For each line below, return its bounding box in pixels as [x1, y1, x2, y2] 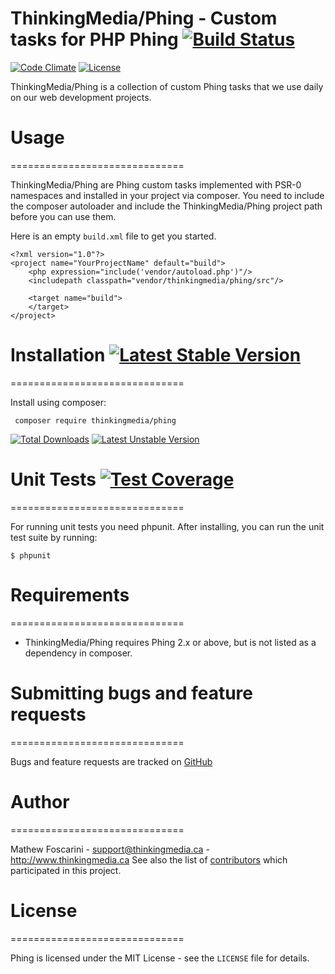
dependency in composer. [24, 647, 133, 659]
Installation [10, 344, 106, 367]
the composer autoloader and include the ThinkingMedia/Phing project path [10, 200, 323, 212]
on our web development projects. [10, 91, 152, 103]
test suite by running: [10, 531, 98, 543]
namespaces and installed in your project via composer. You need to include [10, 189, 325, 201]
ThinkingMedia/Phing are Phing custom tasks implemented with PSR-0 [10, 178, 302, 191]
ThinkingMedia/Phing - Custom [10, 7, 278, 30]
